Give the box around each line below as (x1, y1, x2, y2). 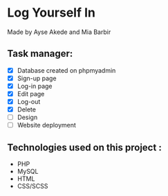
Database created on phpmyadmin (17, 66, 116, 74)
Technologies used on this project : (7, 141, 162, 153)
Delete (17, 105, 37, 114)
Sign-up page (17, 74, 57, 82)
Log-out (17, 98, 41, 105)
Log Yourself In (7, 5, 95, 21)
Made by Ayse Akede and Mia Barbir (7, 28, 111, 36)
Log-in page (17, 82, 53, 90)
